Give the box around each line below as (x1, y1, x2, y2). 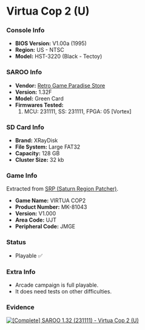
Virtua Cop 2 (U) (6, 4, 90, 18)
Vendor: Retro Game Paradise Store (15, 82, 106, 89)
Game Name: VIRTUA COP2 (15, 197, 86, 205)
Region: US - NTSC (15, 46, 65, 54)
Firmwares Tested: (15, 101, 64, 108)
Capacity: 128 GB (15, 150, 60, 157)
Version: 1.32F (15, 88, 52, 96)
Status (6, 238, 26, 247)
